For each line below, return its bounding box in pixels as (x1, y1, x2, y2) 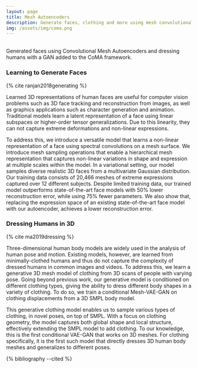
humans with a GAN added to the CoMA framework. (6, 54, 133, 61)
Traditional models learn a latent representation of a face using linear (6, 112, 174, 119)
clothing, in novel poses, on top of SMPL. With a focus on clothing (6, 312, 166, 319)
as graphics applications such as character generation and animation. (6, 106, 176, 113)
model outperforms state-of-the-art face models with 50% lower (6, 186, 164, 193)
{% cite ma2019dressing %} (6, 233, 74, 240)
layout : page (6, 8, 38, 15)
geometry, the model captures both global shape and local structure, (6, 318, 173, 326)
